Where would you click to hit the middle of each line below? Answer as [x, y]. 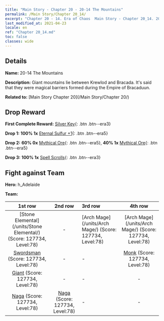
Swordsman [27, 253]
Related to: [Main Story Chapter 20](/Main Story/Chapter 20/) [67, 97]
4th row [139, 206]
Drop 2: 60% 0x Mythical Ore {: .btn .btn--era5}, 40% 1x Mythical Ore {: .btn [81, 143]
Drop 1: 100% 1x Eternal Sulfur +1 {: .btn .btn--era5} [57, 133]
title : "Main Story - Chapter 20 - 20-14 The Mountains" [64, 10]
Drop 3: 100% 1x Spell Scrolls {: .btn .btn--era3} [53, 158]
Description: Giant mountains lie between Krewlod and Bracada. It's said [78, 82]
